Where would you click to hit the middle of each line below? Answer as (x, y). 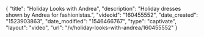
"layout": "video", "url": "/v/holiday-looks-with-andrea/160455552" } (92, 27)
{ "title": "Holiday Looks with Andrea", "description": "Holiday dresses (93, 9)
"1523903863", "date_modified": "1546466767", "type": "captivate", (91, 21)
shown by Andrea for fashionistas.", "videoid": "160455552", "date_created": (102, 15)
